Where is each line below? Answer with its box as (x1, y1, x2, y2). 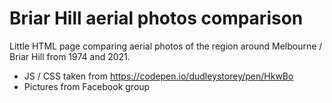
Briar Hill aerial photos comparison (9, 7, 304, 30)
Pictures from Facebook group (23, 80, 151, 92)
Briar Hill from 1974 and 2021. (9, 50, 131, 62)
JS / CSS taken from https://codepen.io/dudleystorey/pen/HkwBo (23, 70, 294, 82)
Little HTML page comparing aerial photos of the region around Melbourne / (9, 40, 323, 52)
